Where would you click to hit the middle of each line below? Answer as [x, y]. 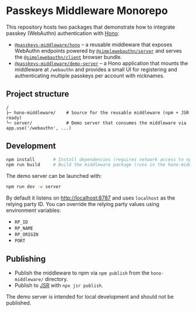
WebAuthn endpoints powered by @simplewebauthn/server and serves [98, 50]
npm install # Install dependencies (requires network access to [95, 159]
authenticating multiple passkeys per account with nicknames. [90, 76]
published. [19, 303]
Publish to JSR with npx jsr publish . [59, 285]
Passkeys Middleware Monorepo [87, 11]
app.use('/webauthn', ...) [39, 128]
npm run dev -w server [34, 187]
